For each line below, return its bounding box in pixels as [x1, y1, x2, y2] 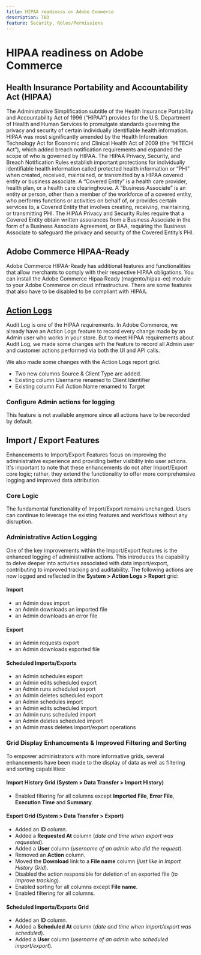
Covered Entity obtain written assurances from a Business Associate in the [6, 216, 191, 223]
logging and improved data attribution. [6, 477, 101, 484]
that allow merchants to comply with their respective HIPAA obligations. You [6, 268, 194, 276]
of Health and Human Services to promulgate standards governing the [6, 121, 180, 128]
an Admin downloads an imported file [14, 605, 108, 613]
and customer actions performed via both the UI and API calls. [6, 347, 160, 354]
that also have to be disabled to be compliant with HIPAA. [6, 288, 148, 295]
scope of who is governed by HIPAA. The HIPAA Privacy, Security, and [6, 153, 181, 160]
